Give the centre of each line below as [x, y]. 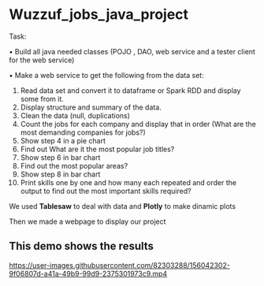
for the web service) [42, 60]
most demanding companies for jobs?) [83, 132]
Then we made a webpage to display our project [87, 221]
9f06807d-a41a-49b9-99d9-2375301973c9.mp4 [88, 273]
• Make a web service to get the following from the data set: [106, 75]
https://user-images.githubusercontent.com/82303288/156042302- [120, 265]
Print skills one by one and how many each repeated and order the [128, 182]
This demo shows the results [82, 246]
